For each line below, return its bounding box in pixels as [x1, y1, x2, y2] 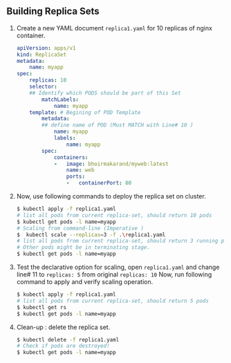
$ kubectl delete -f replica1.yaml [16, 336, 120, 343]
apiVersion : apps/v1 [16, 44, 76, 51]
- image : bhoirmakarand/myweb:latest [53, 160, 169, 167]
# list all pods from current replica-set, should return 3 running [16, 238, 219, 245]
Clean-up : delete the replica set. [16, 323, 111, 331]
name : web [66, 167, 95, 174]
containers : [53, 153, 89, 161]
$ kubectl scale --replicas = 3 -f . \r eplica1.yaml [16, 231, 166, 238]
